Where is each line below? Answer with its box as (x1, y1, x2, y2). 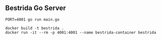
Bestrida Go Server (5, 4, 66, 12)
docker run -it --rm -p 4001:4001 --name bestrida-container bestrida (5, 30, 156, 35)
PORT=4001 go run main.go (5, 17, 59, 22)
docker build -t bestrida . (5, 26, 64, 31)
